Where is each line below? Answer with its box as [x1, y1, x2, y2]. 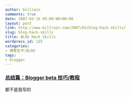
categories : [5, 44, 29, 48]
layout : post [5, 21, 32, 26]
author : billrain [5, 7, 41, 12]
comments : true [5, 12, 36, 17]
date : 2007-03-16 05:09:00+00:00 [5, 16, 74, 21]
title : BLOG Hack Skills [5, 35, 56, 40]
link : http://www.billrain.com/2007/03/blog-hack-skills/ [5, 25, 126, 30]
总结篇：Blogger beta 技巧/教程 [5, 74, 80, 81]
